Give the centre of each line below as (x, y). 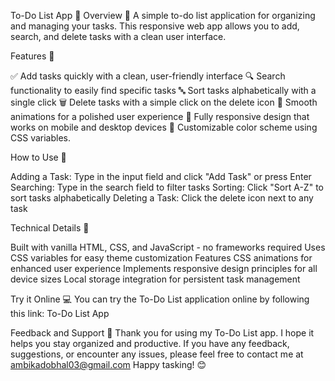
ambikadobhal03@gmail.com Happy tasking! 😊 (108, 364)
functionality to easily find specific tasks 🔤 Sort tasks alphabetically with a (163, 90)
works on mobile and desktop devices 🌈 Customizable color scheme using (164, 127)
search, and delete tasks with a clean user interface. (118, 36)
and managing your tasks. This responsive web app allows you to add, (155, 26)
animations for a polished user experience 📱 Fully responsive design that (160, 116)
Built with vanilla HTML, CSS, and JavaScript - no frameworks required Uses (168, 247)
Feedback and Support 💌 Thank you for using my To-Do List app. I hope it (162, 333)
